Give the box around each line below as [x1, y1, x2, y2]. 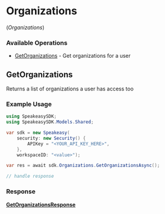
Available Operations [6, 39, 68, 47]
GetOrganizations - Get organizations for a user [14, 52, 131, 59]
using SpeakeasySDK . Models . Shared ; [6, 119, 94, 125]
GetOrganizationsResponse [6, 201, 76, 208]
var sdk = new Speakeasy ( [6, 130, 70, 136]
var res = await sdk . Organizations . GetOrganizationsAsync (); [6, 162, 160, 169]
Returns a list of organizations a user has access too [6, 85, 134, 93]
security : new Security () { [17, 135, 86, 141]
